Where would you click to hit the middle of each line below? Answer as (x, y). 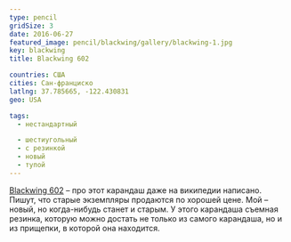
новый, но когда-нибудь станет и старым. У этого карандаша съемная (144, 209)
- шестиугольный (47, 140)
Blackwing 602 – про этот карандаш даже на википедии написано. (136, 190)
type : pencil (33, 17)
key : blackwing (37, 51)
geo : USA (25, 100)
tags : (19, 116)
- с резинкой (41, 149)
